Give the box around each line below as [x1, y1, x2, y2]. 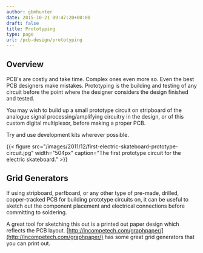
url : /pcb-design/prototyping [6, 37, 83, 43]
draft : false [6, 20, 39, 26]
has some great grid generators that [104, 233, 195, 240]
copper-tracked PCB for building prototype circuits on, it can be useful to [6, 195, 189, 203]
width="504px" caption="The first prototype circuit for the [35, 149, 181, 156]
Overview [6, 59, 44, 70]
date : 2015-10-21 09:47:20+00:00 [6, 15, 91, 21]
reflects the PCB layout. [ [6, 226, 68, 234]
